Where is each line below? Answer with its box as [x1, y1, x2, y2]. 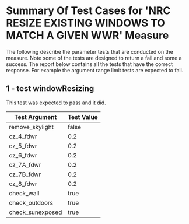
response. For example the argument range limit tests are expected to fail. [6, 66, 184, 73]
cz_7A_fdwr [9, 160, 42, 169]
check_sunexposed [9, 208, 62, 216]
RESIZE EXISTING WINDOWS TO [6, 16, 165, 30]
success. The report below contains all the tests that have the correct [6, 60, 173, 68]
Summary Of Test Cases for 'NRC [6, 4, 171, 17]
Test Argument [14, 113, 57, 121]
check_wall [9, 189, 40, 197]
